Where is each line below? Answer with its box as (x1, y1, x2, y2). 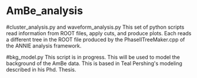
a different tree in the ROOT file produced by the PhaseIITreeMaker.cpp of (6, 36, 185, 43)
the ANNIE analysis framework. (6, 42, 82, 49)
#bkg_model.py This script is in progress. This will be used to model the (6, 53, 181, 60)
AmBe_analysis (6, 4, 84, 18)
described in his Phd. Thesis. (6, 66, 76, 73)
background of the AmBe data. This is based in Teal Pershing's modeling (6, 60, 182, 67)
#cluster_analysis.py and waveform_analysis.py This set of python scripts (6, 23, 185, 30)
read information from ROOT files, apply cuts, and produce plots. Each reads (6, 29, 192, 36)
